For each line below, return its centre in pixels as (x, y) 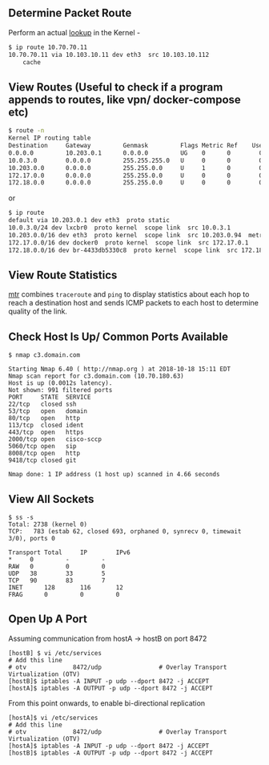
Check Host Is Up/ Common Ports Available (118, 336)
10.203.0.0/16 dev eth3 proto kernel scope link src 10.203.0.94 (125, 235)
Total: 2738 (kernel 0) (48, 524)
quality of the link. (38, 311)
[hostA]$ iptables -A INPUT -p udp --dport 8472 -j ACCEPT (109, 746)
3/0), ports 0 (32, 538)
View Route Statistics (63, 275)
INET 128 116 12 (66, 587)
